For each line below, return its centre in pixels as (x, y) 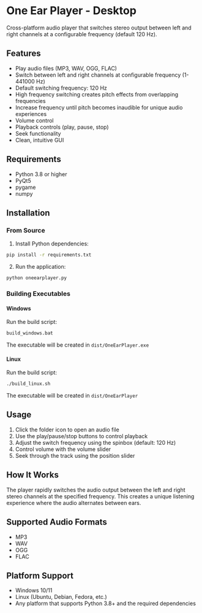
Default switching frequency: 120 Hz (61, 88)
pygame (25, 187)
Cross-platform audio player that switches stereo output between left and (99, 28)
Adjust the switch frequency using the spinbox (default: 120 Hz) (95, 442)
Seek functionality (38, 133)
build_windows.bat (30, 333)
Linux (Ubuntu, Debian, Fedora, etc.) (61, 597)
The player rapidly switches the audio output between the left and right (96, 490)
